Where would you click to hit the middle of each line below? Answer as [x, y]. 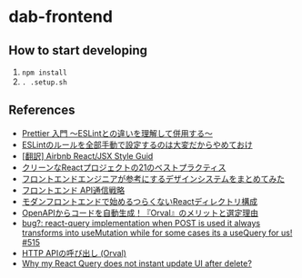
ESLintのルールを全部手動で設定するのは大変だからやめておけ [137, 144]
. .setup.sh [44, 83]
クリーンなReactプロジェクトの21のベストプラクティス [124, 167]
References [42, 110]
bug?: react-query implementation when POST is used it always [141, 223]
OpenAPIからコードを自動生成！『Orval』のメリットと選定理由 [140, 213]
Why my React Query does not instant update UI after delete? [136, 263]
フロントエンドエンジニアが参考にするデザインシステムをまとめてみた [153, 178]
